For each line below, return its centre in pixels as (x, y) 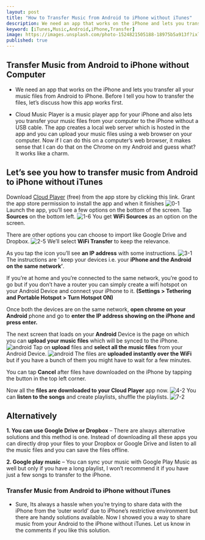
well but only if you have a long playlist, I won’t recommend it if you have (98, 468)
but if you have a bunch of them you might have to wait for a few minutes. (99, 360)
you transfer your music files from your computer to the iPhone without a (107, 120)
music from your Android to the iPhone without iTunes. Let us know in (103, 523)
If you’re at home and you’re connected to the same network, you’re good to (102, 278)
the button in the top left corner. (46, 378)
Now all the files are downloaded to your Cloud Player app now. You (101, 390)
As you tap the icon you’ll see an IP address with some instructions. (92, 253)
